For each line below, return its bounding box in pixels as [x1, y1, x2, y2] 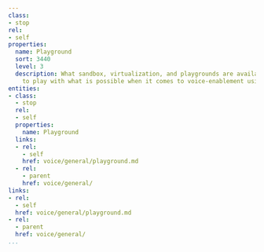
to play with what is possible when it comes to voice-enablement [22, 77, 244, 85]
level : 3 [15, 63, 44, 71]
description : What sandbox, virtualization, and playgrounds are [15, 70, 234, 78]
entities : [8, 84, 41, 93]
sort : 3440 [15, 56, 51, 64]
